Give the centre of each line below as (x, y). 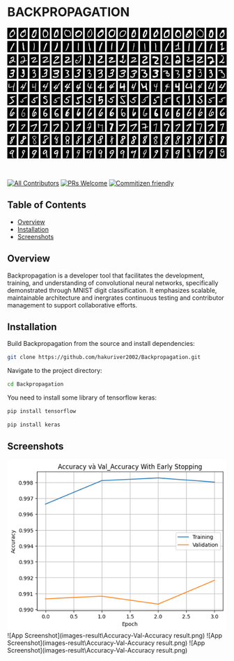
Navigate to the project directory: (55, 371)
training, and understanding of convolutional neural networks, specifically (113, 282)
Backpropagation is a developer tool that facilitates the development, (106, 275)
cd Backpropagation (36, 384)
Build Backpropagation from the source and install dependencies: (101, 344)
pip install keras (34, 425)
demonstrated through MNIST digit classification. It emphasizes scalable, (112, 290)
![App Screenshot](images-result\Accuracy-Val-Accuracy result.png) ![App (115, 635)
